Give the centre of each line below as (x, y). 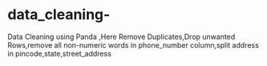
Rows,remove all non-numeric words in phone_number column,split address (133, 45)
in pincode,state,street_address (59, 53)
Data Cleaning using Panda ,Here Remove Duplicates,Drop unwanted (121, 37)
